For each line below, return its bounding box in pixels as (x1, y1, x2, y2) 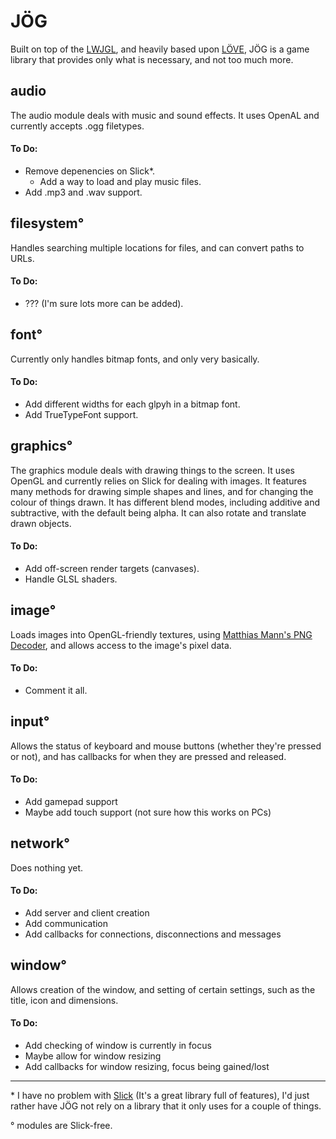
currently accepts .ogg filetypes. (10, 120, 145, 132)
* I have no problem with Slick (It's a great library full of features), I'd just (10, 1090, 310, 1102)
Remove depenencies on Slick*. (24, 165, 156, 177)
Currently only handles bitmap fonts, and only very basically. (10, 353, 260, 365)
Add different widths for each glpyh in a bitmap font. (24, 398, 241, 410)
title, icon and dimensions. (10, 994, 119, 1006)
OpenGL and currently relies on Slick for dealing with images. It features (10, 475, 308, 487)
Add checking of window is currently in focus (24, 1040, 212, 1052)
